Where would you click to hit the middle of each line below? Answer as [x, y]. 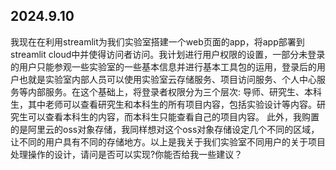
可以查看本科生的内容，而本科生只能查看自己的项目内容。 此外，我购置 [173, 116]
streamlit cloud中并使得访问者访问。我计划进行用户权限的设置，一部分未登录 [168, 54]
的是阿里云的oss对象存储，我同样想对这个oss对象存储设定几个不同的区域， [165, 129]
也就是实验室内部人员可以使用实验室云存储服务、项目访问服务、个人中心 [167, 79]
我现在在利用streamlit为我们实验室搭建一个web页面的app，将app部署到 [157, 41]
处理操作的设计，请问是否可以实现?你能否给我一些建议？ [126, 154]
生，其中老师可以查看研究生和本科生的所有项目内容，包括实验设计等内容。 [163, 104]
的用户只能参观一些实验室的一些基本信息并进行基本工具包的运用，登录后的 [163, 66]
